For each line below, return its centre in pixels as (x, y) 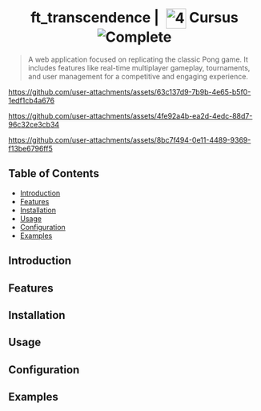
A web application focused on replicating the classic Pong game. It (138, 59)
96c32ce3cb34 (34, 124)
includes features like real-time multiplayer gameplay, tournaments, (139, 67)
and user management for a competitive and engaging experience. (138, 76)
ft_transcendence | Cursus (135, 17)
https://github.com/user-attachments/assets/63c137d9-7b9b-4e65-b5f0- (130, 91)
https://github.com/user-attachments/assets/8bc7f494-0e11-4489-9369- (130, 139)
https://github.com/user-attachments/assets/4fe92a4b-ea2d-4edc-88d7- (130, 115)
